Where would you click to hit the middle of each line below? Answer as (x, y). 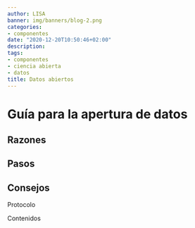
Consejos (29, 188)
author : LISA (26, 14)
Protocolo (21, 205)
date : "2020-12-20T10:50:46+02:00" (59, 40)
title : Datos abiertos (40, 79)
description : (26, 46)
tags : (15, 53)
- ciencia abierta (34, 66)
